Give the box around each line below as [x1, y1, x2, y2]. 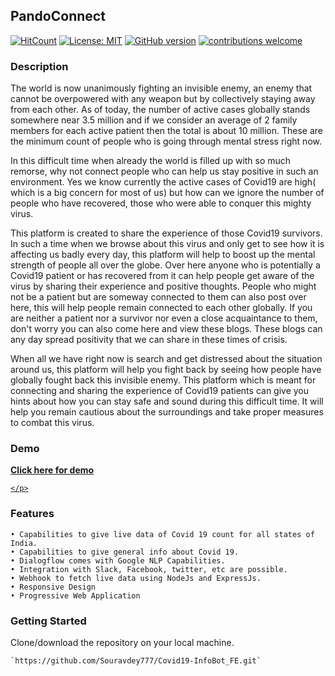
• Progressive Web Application [10, 590, 141, 601]
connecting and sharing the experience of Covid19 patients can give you [10, 385, 310, 397]
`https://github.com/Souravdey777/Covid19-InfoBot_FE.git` [10, 656, 262, 666]
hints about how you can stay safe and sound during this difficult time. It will [10, 395, 324, 408]
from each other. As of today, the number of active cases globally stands [10, 104, 311, 116]
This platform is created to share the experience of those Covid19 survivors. [10, 227, 323, 239]
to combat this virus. [10, 417, 95, 429]
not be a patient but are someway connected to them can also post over [10, 291, 307, 303]
